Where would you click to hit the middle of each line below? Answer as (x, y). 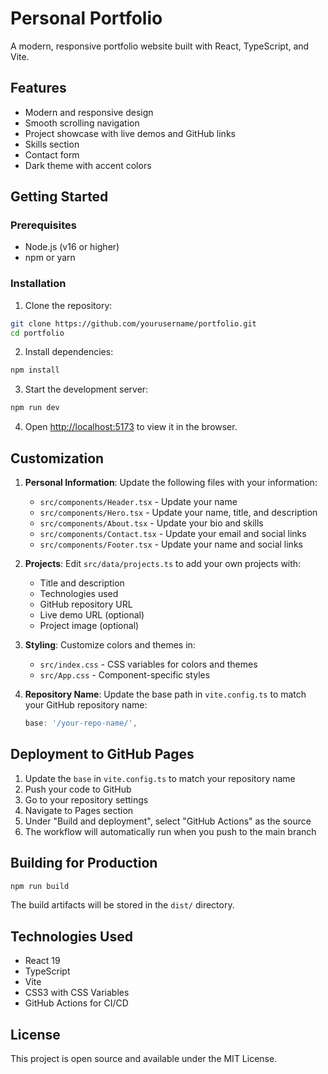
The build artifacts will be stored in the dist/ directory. (122, 905)
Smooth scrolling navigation (82, 123)
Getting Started (59, 197)
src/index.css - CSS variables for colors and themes (148, 664)
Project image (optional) (89, 626)
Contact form (52, 154)
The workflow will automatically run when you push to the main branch (170, 831)
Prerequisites (43, 225)
